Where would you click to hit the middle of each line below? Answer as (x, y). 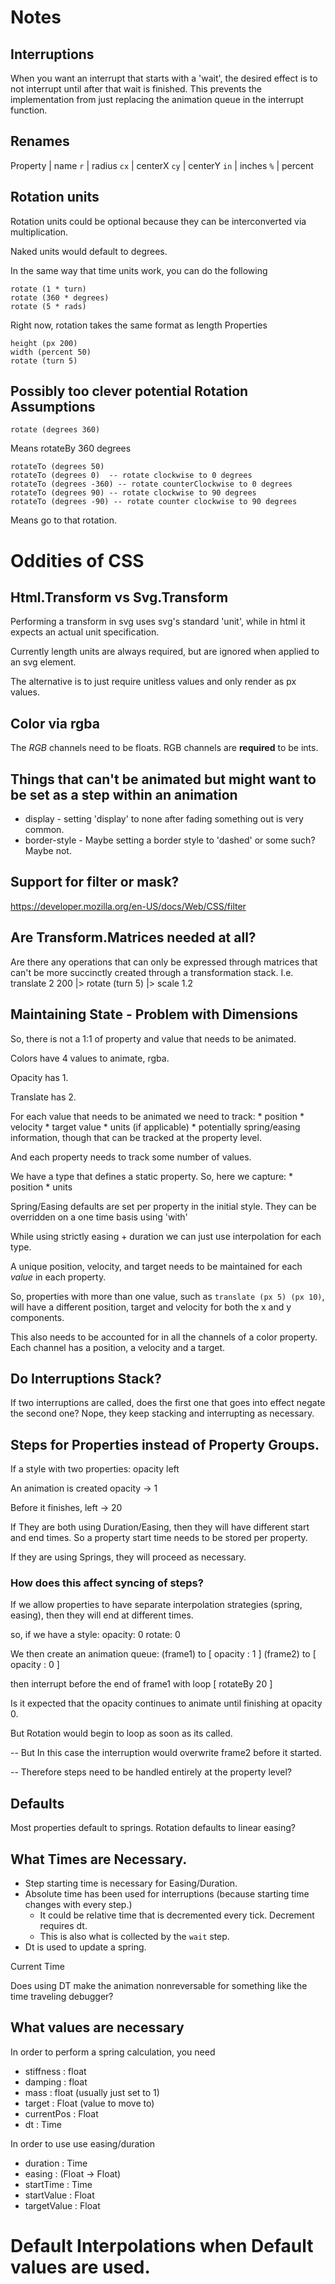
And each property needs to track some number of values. (131, 1157)
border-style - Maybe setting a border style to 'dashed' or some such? (170, 840)
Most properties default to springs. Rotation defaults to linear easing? (153, 1828)
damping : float (56, 2082)
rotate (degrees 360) (55, 430)
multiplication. (39, 232)
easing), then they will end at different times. (102, 1615)
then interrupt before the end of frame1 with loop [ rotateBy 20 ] (141, 1684)
